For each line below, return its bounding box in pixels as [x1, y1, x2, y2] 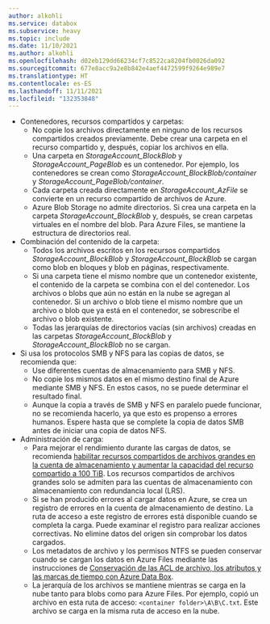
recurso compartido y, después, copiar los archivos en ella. [31, 142, 230, 152]
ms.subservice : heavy [8, 27, 81, 35]
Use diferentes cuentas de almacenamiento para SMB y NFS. [31, 365, 235, 376]
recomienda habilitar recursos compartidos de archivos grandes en [31, 452, 256, 462]
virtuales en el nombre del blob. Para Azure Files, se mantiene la [31, 220, 246, 230]
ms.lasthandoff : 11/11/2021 [8, 86, 103, 95]
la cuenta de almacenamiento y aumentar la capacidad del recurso [31, 460, 254, 470]
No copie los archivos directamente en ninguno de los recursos [31, 125, 243, 135]
